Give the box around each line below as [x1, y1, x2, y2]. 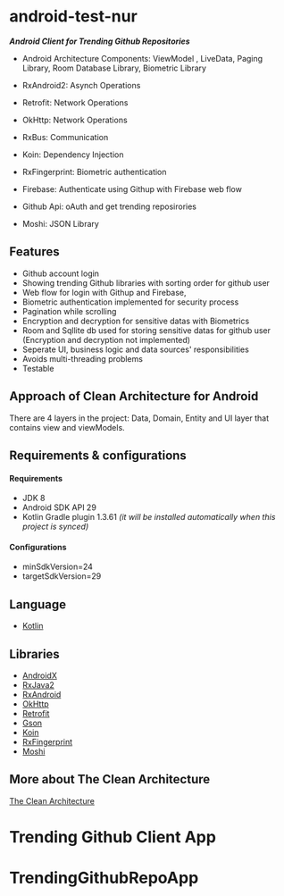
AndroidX [21, 670, 58, 681]
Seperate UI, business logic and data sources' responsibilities [21, 344, 250, 355]
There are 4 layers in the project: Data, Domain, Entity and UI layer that [9, 413, 270, 423]
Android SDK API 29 [21, 502, 96, 513]
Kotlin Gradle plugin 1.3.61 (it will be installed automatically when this [21, 512, 276, 523]
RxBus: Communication [21, 131, 109, 142]
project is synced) [21, 521, 89, 532]
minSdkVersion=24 [21, 561, 94, 573]
